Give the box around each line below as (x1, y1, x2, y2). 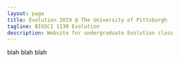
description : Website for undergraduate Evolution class (7, 29, 174, 37)
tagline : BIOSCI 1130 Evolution (7, 23, 100, 30)
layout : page (7, 10, 45, 17)
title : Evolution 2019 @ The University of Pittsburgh (7, 17, 168, 23)
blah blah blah (7, 48, 47, 56)
